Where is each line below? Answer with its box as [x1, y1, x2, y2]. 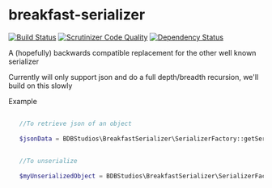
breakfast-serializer [8, 6, 146, 24]
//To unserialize [19, 157, 79, 165]
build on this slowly [8, 81, 73, 90]
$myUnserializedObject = [19, 172, 104, 180]
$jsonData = [19, 135, 60, 143]
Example [8, 96, 38, 106]
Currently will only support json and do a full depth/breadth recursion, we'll [8, 72, 259, 81]
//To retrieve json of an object [19, 119, 132, 127]
